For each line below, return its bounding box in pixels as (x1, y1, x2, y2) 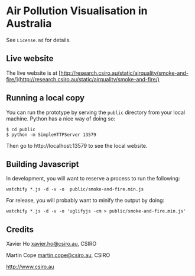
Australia (6, 17, 52, 30)
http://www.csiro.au (6, 263, 54, 271)
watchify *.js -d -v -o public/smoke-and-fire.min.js (6, 186, 144, 192)
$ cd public (6, 126, 35, 132)
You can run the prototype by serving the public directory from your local (6, 109, 186, 116)
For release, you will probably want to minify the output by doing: (6, 197, 164, 204)
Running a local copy (6, 93, 84, 103)
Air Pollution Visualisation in (6, 4, 148, 18)
